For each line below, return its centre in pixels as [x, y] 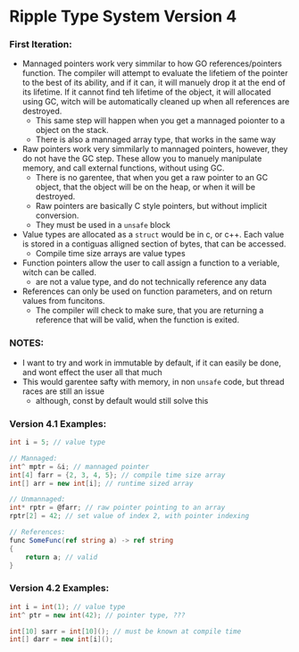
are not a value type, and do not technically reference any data [151, 282]
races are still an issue [63, 391]
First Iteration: [41, 45]
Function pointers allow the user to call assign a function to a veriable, [151, 263]
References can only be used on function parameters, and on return [147, 291]
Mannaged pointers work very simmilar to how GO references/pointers [152, 63]
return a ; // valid [62, 557]
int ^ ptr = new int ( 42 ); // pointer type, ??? [97, 615]
